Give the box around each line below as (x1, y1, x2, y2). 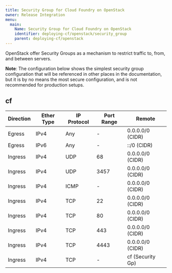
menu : (5, 17, 17, 22)
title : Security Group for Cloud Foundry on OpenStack (5, 7, 125, 13)
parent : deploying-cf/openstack (14, 36, 83, 41)
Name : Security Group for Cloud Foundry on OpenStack (14, 27, 132, 32)
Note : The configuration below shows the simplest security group (5, 65, 144, 72)
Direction (8, 115, 31, 122)
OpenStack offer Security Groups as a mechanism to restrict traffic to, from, (5, 50, 165, 56)
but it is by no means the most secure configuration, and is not (5, 76, 137, 82)
